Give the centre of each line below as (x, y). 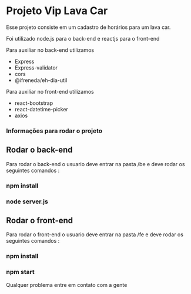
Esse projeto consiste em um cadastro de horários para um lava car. (88, 27)
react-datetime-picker (41, 109)
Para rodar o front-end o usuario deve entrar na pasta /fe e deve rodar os (95, 234)
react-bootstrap (34, 103)
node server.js (27, 201)
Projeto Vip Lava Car (57, 11)
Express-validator (36, 67)
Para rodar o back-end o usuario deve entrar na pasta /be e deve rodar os (95, 164)
